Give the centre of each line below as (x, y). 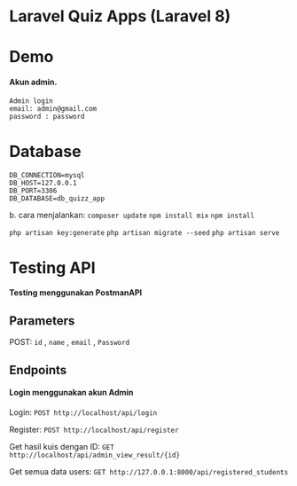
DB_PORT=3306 (33, 191)
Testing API (52, 267)
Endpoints (38, 370)
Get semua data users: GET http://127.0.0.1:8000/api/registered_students (149, 471)
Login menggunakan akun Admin (71, 393)
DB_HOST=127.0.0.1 (43, 183)
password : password (47, 116)
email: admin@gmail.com (53, 108)
